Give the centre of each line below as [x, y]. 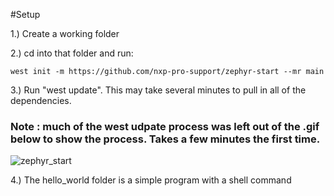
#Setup [25, 14]
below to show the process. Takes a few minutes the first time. [165, 139]
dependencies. [41, 100]
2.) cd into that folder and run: [72, 53]
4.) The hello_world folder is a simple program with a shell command [151, 180]
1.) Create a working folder [65, 33]
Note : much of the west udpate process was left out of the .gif [165, 126]
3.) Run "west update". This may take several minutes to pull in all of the [158, 90]
